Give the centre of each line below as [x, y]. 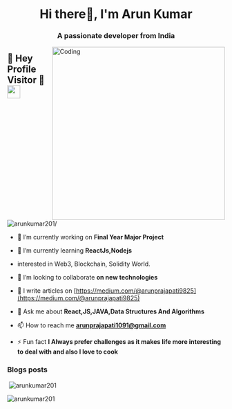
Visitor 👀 [26, 80]
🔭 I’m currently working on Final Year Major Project [90, 237]
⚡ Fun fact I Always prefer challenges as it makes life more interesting [119, 342]
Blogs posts [28, 370]
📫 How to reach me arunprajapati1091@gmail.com [91, 325]
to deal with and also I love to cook [68, 352]
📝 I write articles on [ [47, 291]
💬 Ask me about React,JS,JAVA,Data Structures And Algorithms [111, 311]
